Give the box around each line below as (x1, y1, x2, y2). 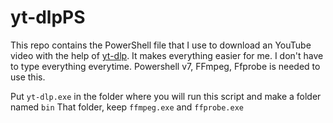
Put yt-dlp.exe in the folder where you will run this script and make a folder (10, 90, 322, 102)
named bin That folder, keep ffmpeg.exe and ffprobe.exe (10, 101, 244, 113)
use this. (10, 71, 46, 83)
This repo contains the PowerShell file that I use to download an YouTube (10, 39, 312, 51)
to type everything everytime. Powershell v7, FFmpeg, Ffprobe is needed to (10, 60, 321, 72)
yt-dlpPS (10, 6, 86, 29)
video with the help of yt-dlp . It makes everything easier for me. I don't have (10, 49, 324, 61)
